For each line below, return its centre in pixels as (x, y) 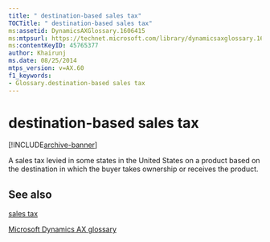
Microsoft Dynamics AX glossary (63, 229)
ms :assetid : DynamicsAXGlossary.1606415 (77, 31)
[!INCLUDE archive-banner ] (53, 145)
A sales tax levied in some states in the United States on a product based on (134, 161)
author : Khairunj (37, 53)
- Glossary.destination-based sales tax (77, 83)
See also (30, 194)
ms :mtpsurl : (28, 38)
